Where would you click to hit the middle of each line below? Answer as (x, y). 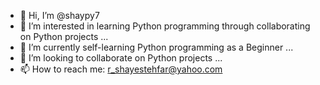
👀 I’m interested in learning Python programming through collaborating (165, 26)
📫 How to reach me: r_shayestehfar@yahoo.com (121, 69)
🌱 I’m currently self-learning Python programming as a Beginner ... (156, 47)
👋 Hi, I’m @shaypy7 (59, 15)
